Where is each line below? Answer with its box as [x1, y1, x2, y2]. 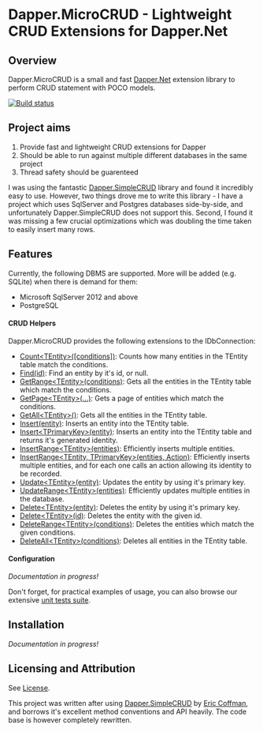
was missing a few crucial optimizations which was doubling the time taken [8, 216, 252, 226]
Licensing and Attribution [8, 662, 135, 676]
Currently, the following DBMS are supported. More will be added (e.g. [8, 268, 236, 278]
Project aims [8, 121, 71, 135]
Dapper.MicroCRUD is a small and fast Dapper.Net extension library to [8, 75, 235, 84]
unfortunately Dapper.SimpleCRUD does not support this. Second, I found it [8, 208, 254, 217]
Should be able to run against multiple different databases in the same [19, 150, 247, 160]
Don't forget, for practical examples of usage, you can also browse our [8, 587, 238, 597]
